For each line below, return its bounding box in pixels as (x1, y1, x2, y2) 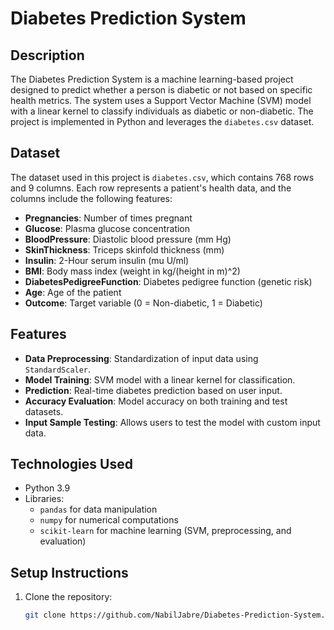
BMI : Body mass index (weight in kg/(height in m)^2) (24, 265, 241, 277)
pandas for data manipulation (39, 503, 158, 516)
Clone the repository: (24, 591, 113, 603)
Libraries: (24, 493, 65, 505)
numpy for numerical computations (39, 514, 179, 526)
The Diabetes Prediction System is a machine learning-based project (10, 73, 294, 85)
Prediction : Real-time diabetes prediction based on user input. (24, 384, 283, 396)
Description (10, 47, 85, 64)
